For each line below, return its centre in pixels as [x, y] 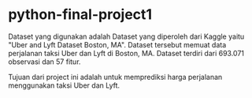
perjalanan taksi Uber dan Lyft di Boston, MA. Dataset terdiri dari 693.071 [126, 53]
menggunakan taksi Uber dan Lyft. [64, 85]
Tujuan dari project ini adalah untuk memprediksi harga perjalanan [115, 77]
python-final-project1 [80, 15]
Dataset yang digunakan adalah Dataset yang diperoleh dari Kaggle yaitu [126, 36]
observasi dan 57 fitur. [44, 62]
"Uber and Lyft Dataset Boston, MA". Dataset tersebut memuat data [117, 44]
